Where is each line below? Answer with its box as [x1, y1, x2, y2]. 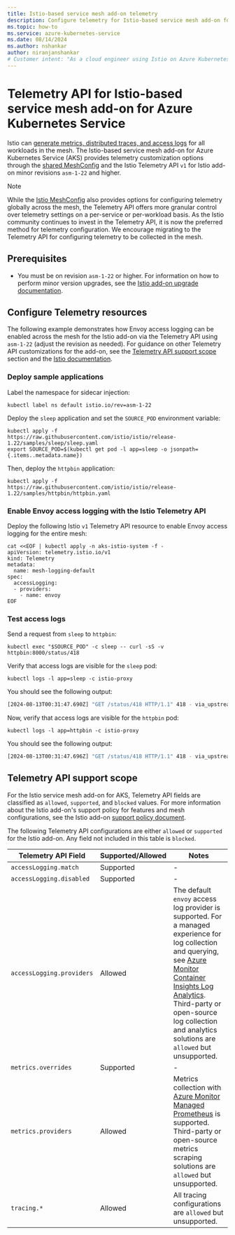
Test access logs [7, 614, 66, 623]
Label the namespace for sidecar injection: [7, 388, 131, 396]
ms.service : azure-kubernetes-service [7, 29, 120, 37]
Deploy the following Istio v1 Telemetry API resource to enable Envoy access [7, 521, 228, 530]
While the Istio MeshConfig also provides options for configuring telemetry [7, 195, 222, 203]
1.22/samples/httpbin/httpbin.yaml [7, 490, 111, 497]
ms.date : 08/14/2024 [7, 36, 68, 43]
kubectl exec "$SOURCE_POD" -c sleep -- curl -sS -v [7, 644, 164, 651]
